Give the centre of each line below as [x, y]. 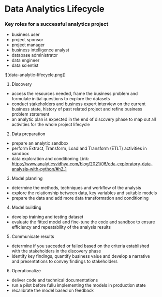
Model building [26, 207]
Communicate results [33, 236]
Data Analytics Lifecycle [54, 9]
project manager [28, 45]
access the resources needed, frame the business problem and [75, 94]
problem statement [30, 114]
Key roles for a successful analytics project [56, 24]
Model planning [27, 178]
